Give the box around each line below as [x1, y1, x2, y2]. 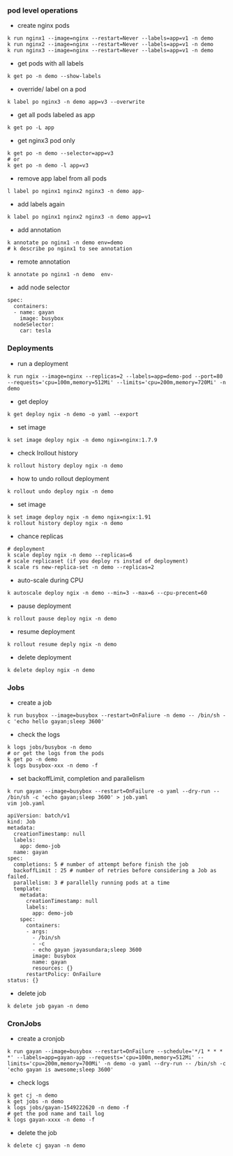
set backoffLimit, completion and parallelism [17, 774, 145, 782]
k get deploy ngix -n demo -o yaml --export [7, 411, 139, 418]
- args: [25, 928, 49, 935]
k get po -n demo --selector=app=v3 [7, 150, 114, 157]
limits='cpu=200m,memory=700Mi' [7, 1060, 101, 1067]
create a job [17, 698, 52, 706]
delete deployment [17, 653, 72, 661]
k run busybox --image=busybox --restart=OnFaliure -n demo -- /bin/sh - [7, 712, 227, 719]
